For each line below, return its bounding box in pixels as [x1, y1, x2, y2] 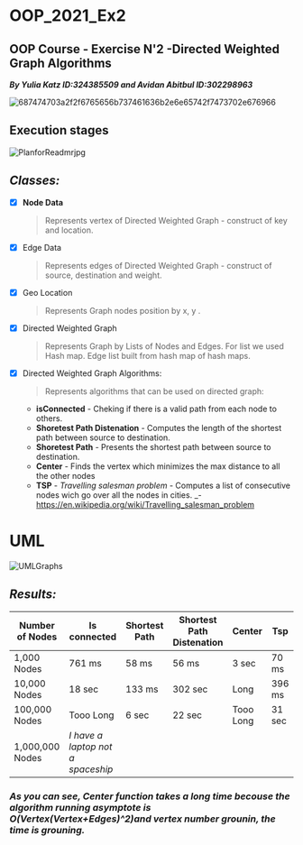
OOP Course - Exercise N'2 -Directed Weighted [9, 41, 280, 57]
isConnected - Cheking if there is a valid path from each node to [35, 403, 278, 414]
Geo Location [22, 287, 73, 298]
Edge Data [22, 242, 61, 253]
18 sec [69, 683, 99, 695]
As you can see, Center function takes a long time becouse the [9, 790, 290, 803]
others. [35, 412, 63, 424]
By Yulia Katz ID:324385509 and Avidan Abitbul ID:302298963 [9, 79, 253, 90]
